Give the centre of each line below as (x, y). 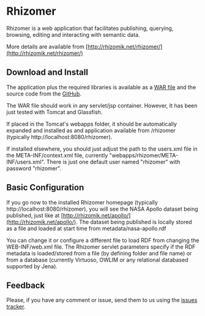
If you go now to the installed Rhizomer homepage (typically (82, 202)
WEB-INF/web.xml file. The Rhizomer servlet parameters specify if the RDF (101, 247)
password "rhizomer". (34, 168)
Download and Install (47, 73)
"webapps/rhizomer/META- (144, 155)
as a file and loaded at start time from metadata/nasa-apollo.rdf (86, 228)
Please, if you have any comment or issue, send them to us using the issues (102, 300)
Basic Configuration (45, 188)
